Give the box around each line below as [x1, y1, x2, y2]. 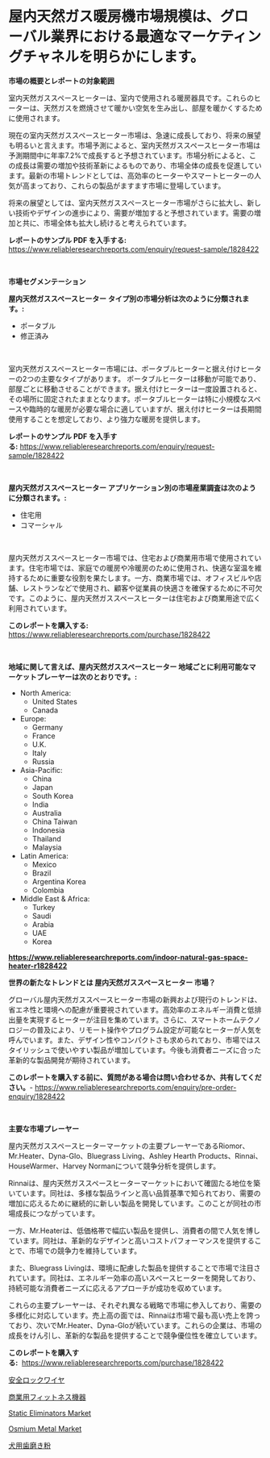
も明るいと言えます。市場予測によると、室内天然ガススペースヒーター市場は [8, 140, 260, 150]
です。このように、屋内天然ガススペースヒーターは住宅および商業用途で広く [8, 593, 261, 603]
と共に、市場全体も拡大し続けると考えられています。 [15, 218, 191, 228]
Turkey [31, 902, 56, 912]
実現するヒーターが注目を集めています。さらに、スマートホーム [29, 1014, 240, 1025]
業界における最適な [50, 27, 178, 46]
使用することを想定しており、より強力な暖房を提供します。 [8, 414, 205, 424]
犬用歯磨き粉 [8, 1440, 51, 1450]
